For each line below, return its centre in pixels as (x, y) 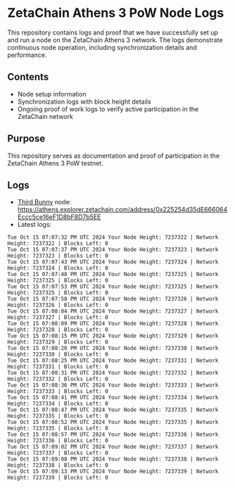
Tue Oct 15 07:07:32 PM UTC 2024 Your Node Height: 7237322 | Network (113, 237)
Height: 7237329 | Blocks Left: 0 (58, 342)
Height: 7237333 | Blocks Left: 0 (58, 392)
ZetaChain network (45, 116)
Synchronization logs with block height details (84, 101)
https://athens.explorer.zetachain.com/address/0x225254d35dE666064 (122, 210)
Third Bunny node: (44, 202)
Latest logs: (34, 225)
